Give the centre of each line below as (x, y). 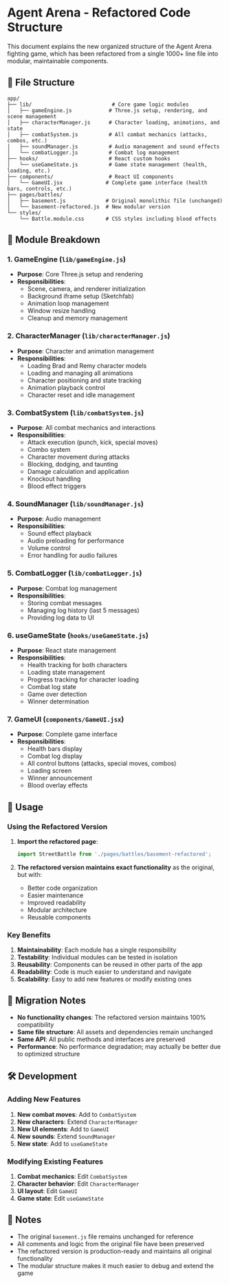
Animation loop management (68, 303)
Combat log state (52, 686)
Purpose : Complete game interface (67, 735)
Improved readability (56, 902)
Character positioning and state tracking (85, 380)
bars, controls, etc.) (40, 188)
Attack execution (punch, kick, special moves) (92, 442)
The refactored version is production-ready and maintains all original (114, 1251)
